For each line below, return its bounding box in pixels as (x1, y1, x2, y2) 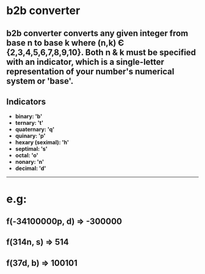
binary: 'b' (15, 113, 43, 120)
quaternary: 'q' (15, 126, 55, 133)
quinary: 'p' (15, 132, 46, 139)
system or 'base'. (6, 76, 74, 86)
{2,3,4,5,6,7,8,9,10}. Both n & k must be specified (6, 47, 196, 57)
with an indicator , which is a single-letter (6, 56, 165, 67)
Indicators (6, 96, 46, 107)
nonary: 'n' (15, 158, 45, 166)
